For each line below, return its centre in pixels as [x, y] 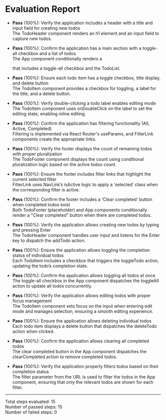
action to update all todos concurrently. [52, 286]
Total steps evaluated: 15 [30, 401]
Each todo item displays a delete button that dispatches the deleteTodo [84, 326]
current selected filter [34, 179]
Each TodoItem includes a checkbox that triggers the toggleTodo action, [85, 260]
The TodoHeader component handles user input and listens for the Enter [86, 235]
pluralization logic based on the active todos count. [64, 164]
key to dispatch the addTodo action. [49, 240]
